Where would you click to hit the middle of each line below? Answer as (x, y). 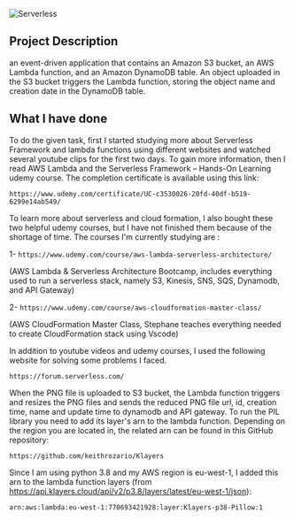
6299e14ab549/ (35, 202)
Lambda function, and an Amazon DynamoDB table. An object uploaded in (145, 72)
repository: (29, 440)
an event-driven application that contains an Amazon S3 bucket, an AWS (142, 63)
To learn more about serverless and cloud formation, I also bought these (141, 218)
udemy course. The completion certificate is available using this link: (134, 178)
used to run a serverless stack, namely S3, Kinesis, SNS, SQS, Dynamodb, (145, 280)
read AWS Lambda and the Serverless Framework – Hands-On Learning (140, 168)
